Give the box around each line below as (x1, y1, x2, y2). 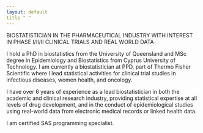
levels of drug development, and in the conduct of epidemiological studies (6, 101, 194, 108)
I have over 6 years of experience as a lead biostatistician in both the (6, 88, 180, 95)
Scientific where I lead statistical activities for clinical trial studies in (6, 69, 176, 77)
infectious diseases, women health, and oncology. (6, 76, 133, 83)
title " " (6, 15, 32, 21)
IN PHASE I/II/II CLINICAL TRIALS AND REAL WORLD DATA (6, 38, 154, 45)
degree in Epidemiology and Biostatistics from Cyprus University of (6, 56, 176, 64)
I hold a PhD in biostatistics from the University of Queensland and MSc (6, 50, 186, 57)
